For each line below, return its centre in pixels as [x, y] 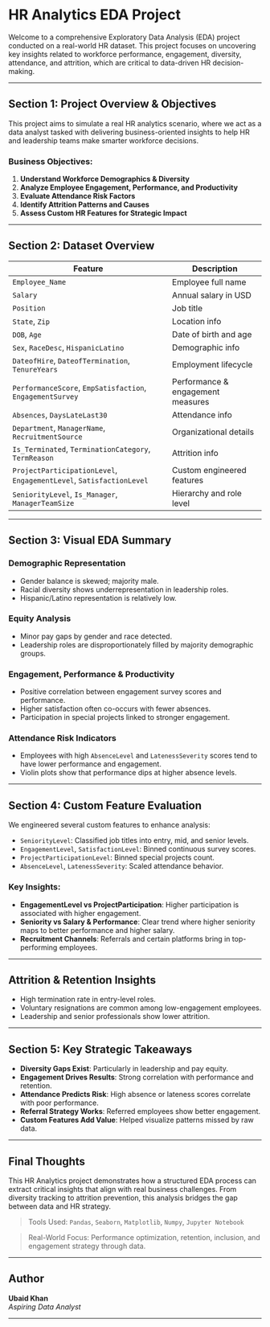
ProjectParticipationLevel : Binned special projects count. [117, 857]
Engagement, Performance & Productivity [92, 674]
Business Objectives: [51, 161]
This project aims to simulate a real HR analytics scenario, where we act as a [135, 123]
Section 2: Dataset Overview [82, 246]
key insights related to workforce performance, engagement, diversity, [125, 54]
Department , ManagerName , [59, 428]
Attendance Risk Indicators [62, 738]
